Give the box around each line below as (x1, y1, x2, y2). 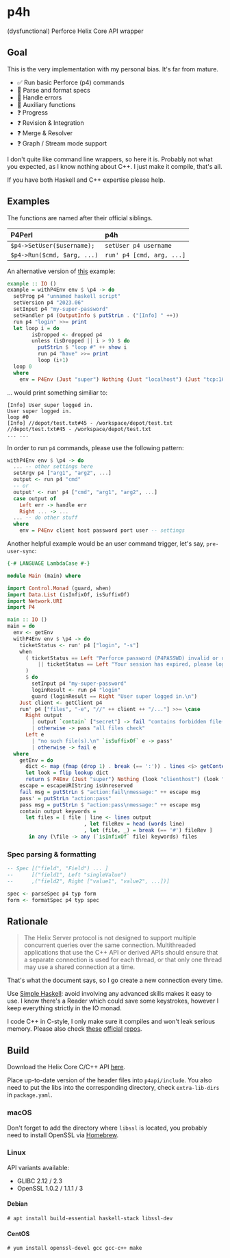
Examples (7, 196, 50, 207)
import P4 (7, 604, 36, 611)
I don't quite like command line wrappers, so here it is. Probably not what (7, 155, 214, 163)
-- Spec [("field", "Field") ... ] (7, 865, 109, 872)
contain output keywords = (19, 808, 97, 815)
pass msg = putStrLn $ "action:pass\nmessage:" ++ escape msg (19, 801, 201, 808)
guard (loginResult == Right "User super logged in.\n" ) (31, 692, 197, 700)
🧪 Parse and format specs (16, 86, 90, 94)
